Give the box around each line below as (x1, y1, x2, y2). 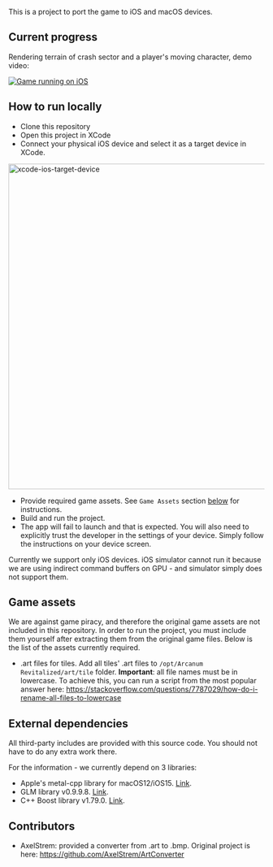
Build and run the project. (19, 513, 106, 522)
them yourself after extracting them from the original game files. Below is (8, 634, 253, 644)
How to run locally (8, 100, 102, 114)
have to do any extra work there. (8, 747, 118, 756)
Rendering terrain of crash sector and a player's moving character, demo (8, 52, 252, 62)
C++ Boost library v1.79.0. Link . (19, 795, 126, 805)
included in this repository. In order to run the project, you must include (8, 626, 246, 635)
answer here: (19, 684, 65, 694)
